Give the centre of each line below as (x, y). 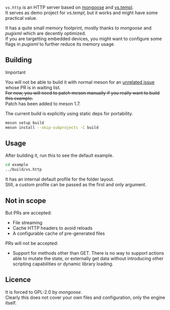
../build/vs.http (24, 169)
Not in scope (26, 201)
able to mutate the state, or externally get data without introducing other (88, 258)
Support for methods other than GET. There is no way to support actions (88, 253)
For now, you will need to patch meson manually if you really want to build (82, 93)
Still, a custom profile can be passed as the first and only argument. (76, 185)
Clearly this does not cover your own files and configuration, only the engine (85, 297)
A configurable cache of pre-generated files (59, 233)
